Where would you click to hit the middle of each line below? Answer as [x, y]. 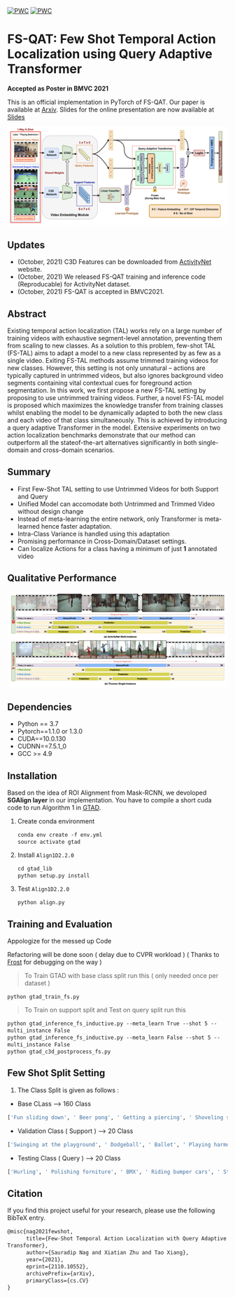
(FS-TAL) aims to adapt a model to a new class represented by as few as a [114, 353]
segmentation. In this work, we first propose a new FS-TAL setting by [107, 390]
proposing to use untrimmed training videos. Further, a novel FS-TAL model [115, 398]
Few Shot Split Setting [56, 1073]
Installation [32, 776]
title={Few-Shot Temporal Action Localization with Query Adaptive [126, 1239]
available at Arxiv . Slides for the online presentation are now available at [111, 110]
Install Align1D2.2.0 [46, 855]
